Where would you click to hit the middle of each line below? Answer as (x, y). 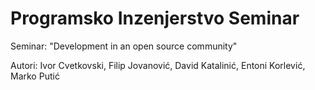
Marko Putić (35, 76)
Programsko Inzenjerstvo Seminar (155, 18)
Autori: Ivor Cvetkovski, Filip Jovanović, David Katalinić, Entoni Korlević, (158, 65)
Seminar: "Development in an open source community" (124, 46)
